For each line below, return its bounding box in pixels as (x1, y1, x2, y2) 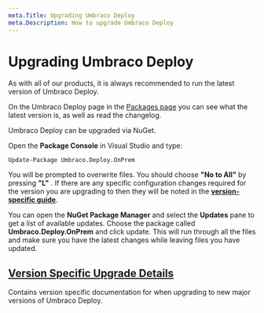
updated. (8, 244, 38, 253)
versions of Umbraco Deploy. (8, 296, 103, 305)
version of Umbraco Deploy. (8, 87, 100, 97)
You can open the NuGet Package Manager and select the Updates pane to (8, 210, 255, 220)
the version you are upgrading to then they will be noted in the (8, 186, 210, 197)
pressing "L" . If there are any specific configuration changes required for (8, 179, 247, 188)
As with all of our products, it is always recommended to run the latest (8, 79, 235, 88)
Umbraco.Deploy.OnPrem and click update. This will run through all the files (8, 227, 257, 237)
